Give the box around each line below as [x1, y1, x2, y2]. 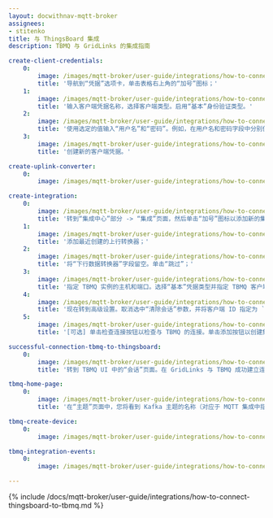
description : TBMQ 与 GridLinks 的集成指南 [8, 42, 150, 50]
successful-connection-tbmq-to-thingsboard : [8, 342, 162, 350]
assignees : [8, 20, 45, 28]
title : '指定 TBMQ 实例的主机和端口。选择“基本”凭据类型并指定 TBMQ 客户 [37, 282, 263, 291]
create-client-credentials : [8, 57, 104, 65]
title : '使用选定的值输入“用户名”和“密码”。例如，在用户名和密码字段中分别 [37, 125, 262, 133]
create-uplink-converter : [8, 162, 96, 171]
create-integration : [8, 192, 79, 200]
